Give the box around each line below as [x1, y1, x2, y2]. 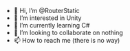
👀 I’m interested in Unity [13, 14, 82, 22]
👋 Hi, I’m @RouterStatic [13, 7, 80, 14]
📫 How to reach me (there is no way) [13, 37, 120, 44]
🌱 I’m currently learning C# [13, 21, 90, 29]
